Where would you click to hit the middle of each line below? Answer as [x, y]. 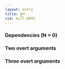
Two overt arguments [31, 48]
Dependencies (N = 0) [31, 35]
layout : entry [19, 9]
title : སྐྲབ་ [15, 14]
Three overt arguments [32, 61]
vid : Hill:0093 [20, 18]
